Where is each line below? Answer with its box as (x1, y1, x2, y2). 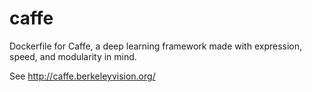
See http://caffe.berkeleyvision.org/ (9, 70, 156, 82)
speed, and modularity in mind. (9, 50, 137, 62)
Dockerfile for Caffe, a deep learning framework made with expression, (9, 40, 303, 52)
